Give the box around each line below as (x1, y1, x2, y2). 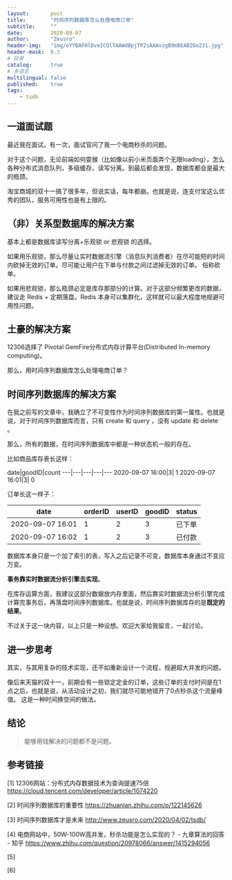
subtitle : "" (7, 23, 57, 30)
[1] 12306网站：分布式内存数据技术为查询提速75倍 (7, 779, 150, 787)
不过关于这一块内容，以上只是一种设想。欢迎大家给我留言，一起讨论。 (7, 622, 207, 630)
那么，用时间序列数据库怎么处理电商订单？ (7, 366, 128, 375)
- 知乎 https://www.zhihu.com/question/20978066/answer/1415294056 (7, 839, 211, 847)
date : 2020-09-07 (7, 29, 81, 37)
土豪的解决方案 (7, 324, 71, 335)
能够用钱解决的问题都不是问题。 (23, 736, 115, 745)
